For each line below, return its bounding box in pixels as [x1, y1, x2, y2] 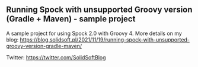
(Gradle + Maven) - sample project [6, 14, 136, 24]
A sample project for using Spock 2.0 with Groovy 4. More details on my [6, 30, 182, 37]
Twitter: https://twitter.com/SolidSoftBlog [6, 53, 106, 61]
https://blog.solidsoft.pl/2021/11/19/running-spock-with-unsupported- [20, 36, 190, 43]
